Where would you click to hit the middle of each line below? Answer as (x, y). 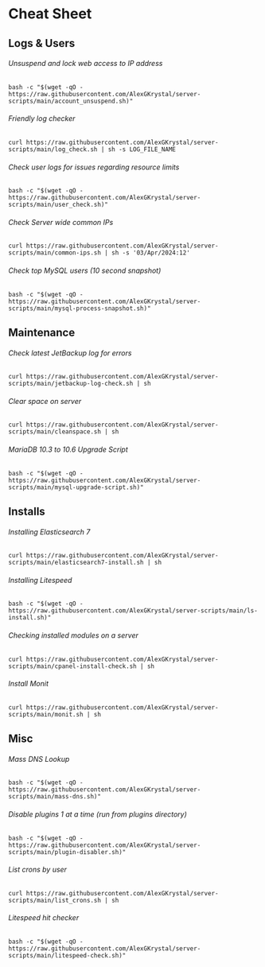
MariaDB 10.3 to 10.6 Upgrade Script (68, 449)
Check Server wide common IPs (61, 222)
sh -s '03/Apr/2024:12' (151, 253)
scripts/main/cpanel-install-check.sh (72, 666)
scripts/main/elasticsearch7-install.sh (76, 563)
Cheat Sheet (50, 14)
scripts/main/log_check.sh (53, 149)
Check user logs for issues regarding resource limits (94, 167)
